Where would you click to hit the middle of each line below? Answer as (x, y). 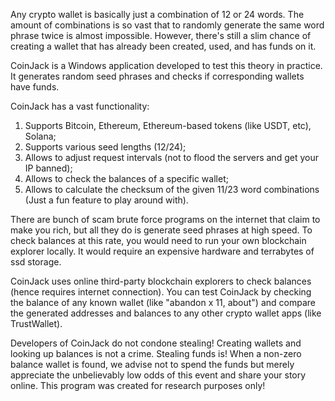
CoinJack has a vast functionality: (80, 106)
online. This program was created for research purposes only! (138, 385)
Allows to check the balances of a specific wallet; (126, 178)
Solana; (40, 136)
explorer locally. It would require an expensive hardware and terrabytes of (162, 251)
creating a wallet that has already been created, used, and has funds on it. (163, 46)
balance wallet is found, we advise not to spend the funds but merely (152, 364)
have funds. (35, 87)
